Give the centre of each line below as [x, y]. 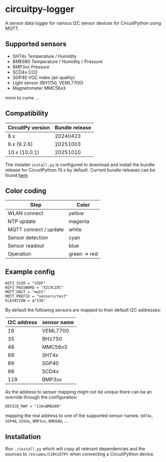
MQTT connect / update [36, 229]
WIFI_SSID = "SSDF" [25, 283]
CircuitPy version [29, 127]
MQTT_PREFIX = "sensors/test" [37, 296]
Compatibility [27, 113]
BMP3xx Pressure [31, 66]
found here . [17, 175]
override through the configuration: [41, 397]
